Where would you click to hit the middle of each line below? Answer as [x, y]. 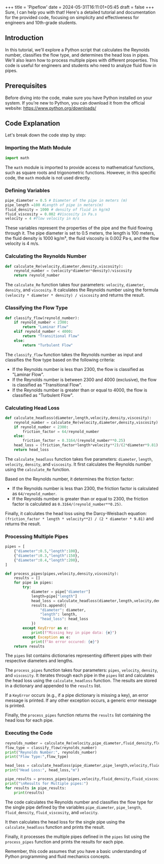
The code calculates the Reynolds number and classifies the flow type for [79, 802]
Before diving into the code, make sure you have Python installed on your [79, 98]
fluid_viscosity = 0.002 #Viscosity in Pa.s [51, 214]
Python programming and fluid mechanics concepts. [58, 856]
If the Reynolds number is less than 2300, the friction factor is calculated [85, 488]
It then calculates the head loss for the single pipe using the [65, 822]
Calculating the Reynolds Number [46, 256]
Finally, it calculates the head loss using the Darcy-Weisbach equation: [76, 513]
